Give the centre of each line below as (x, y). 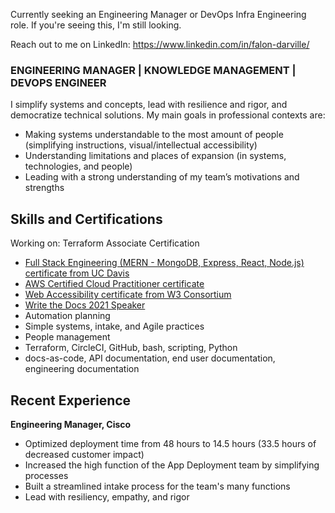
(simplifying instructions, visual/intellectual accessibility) (141, 145)
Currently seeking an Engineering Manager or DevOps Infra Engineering (158, 14)
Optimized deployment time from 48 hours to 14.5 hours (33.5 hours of (170, 443)
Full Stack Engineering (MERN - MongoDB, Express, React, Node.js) (164, 263)
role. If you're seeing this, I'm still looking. (96, 25)
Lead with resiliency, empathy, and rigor (107, 496)
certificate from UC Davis (77, 273)
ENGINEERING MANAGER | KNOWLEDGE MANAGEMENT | (153, 70)
